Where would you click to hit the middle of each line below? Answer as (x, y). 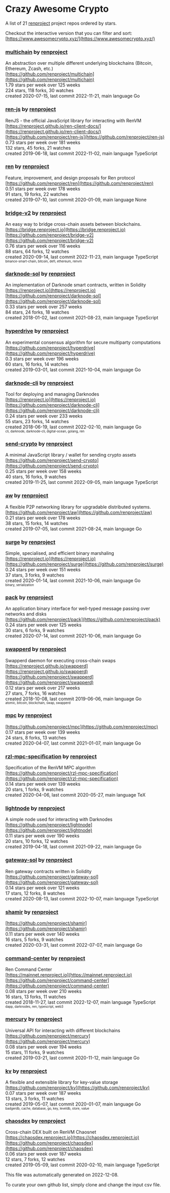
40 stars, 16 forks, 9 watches (36, 477)
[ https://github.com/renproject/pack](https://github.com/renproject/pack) (83, 620)
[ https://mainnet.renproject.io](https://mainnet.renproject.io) (69, 975)
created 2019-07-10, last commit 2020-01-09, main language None (76, 200)
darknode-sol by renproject (40, 274)
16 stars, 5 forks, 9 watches (34, 939)
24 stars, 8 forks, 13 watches (36, 737)
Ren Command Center (29, 969)
